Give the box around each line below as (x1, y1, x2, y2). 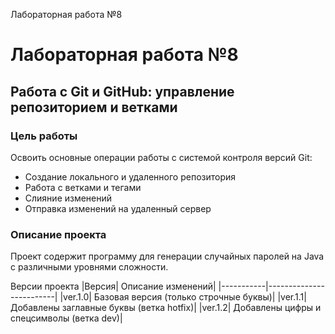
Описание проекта (10, 227, 107, 241)
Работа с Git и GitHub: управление (10, 83, 235, 100)
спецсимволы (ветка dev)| (10, 312, 123, 324)
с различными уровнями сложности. (10, 261, 169, 273)
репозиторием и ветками (10, 99, 178, 116)
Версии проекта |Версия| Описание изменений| (10, 280, 217, 293)
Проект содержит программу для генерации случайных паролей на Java (10, 250, 325, 263)
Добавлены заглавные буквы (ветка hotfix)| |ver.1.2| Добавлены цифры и (10, 302, 322, 314)
